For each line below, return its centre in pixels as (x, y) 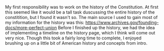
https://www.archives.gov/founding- (122, 22)
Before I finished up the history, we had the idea (107, 28)
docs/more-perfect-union (31, 28)
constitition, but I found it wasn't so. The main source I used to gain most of (82, 17)
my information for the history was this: (45, 22)
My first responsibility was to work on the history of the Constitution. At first (82, 7)
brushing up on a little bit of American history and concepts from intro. (76, 43)
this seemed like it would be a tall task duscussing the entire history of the (80, 12)
